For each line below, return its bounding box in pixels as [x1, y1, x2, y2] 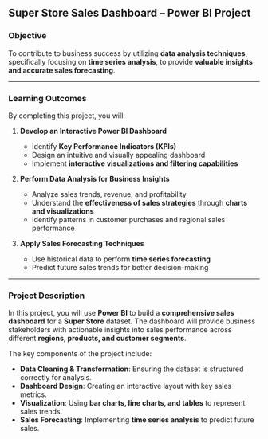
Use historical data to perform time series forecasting [31, 254, 211, 264]
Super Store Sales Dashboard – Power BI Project [8, 6, 251, 20]
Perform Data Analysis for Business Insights [19, 174, 170, 183]
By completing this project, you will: [8, 111, 126, 120]
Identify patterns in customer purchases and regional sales [31, 214, 226, 224]
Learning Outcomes [8, 92, 87, 104]
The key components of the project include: [8, 349, 152, 359]
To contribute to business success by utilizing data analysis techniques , [8, 48, 248, 58]
